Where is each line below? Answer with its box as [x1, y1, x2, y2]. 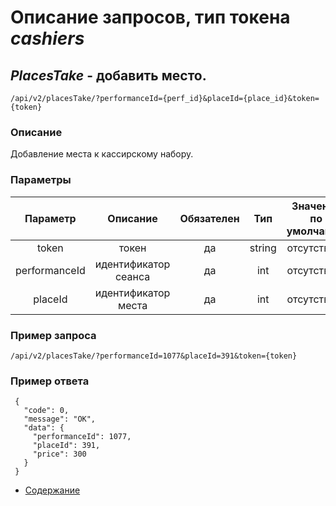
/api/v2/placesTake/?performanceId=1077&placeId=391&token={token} [10, 351, 298, 361]
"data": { [23, 423, 65, 433]
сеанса [114, 269, 151, 283]
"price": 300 [32, 449, 87, 460]
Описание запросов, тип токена [10, 6, 291, 29]
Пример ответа [10, 374, 90, 388]
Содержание [24, 484, 81, 496]
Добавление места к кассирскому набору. [10, 148, 194, 160]
